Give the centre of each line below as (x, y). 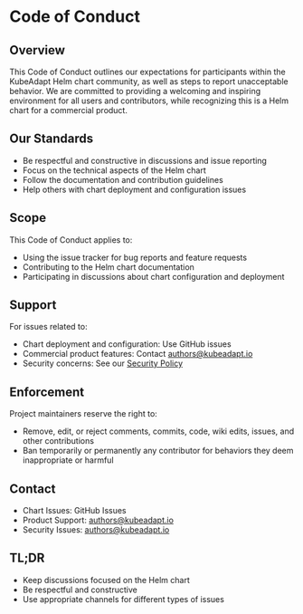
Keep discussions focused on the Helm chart (106, 580)
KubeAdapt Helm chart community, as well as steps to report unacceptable (149, 82)
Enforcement (47, 392)
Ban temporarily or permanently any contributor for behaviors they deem (158, 451)
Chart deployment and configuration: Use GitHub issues (127, 344)
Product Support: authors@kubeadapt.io (98, 520)
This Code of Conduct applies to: (71, 240)
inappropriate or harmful (68, 460)
